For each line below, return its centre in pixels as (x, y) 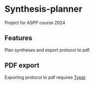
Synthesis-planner (44, 9)
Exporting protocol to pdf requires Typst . (46, 77)
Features (18, 38)
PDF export (22, 66)
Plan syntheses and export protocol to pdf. (47, 50)
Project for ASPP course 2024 (35, 23)
